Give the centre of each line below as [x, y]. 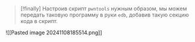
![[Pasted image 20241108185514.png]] [54, 33]
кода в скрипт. [39, 21]
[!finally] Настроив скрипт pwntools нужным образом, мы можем [104, 9]
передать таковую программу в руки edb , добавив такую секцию [104, 15]
